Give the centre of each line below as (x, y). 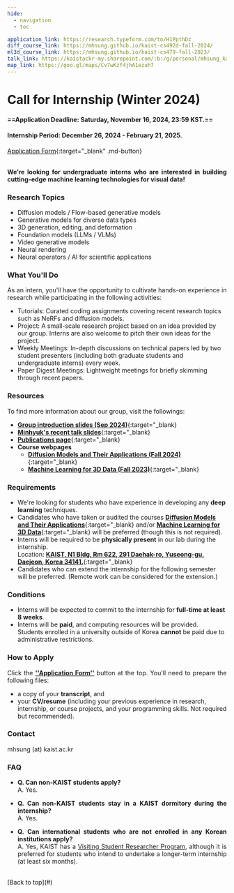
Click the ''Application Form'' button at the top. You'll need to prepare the (117, 673)
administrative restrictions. (55, 640)
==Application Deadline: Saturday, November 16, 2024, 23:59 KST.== (110, 119)
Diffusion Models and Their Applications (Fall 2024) (104, 454)
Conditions (26, 594)
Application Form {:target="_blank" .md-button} (75, 151)
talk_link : (23, 59)
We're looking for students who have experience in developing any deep (122, 502)
